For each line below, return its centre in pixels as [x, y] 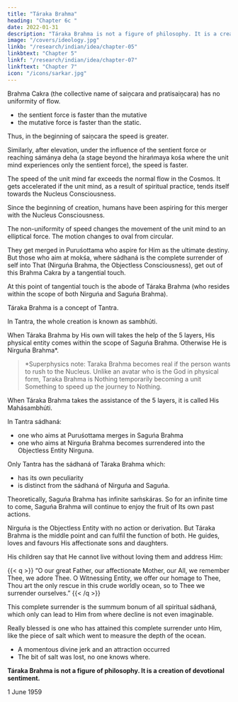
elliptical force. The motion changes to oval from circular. [90, 236]
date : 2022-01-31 [33, 27]
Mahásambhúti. [30, 408]
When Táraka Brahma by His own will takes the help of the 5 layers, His [111, 335]
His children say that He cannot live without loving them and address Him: [115, 557]
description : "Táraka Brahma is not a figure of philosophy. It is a [112, 34]
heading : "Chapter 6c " [42, 21]
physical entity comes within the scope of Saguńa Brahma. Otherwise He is [117, 342]
